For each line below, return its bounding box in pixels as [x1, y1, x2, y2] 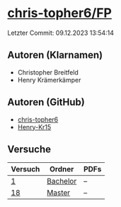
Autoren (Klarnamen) [7, 49, 103, 61]
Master [47, 188, 71, 198]
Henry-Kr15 [17, 122, 52, 131]
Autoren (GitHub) [7, 96, 85, 108]
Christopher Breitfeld [17, 68, 79, 76]
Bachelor [47, 176, 77, 186]
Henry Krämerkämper [17, 75, 81, 84]
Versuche [7, 143, 52, 155]
